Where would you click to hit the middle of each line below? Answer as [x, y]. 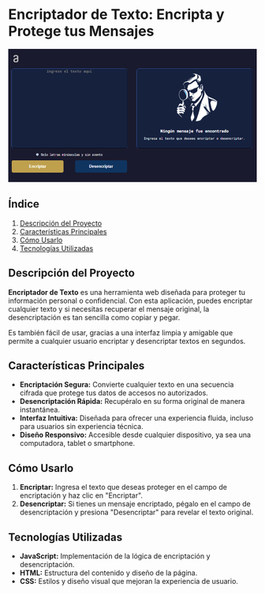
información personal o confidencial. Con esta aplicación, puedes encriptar [131, 301]
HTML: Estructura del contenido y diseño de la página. [108, 573]
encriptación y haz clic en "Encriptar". [81, 495]
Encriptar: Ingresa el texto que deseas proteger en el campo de [123, 488]
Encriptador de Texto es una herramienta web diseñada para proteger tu [127, 292]
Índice [24, 204]
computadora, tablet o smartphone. [77, 443]
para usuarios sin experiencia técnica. [81, 427]
